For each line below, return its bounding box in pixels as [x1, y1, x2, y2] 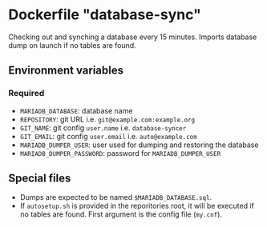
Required [8, 88, 45, 99]
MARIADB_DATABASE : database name [19, 106, 133, 115]
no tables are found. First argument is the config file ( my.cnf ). [19, 209, 223, 219]
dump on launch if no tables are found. [8, 40, 136, 50]
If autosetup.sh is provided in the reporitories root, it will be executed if [19, 201, 254, 211]
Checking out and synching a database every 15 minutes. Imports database [8, 32, 257, 42]
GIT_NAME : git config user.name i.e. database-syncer [19, 122, 187, 133]
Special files [8, 172, 71, 185]
